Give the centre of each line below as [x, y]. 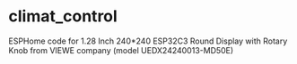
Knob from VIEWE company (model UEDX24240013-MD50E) [121, 50]
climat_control [63, 16]
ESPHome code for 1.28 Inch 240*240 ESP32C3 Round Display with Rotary [148, 41]
